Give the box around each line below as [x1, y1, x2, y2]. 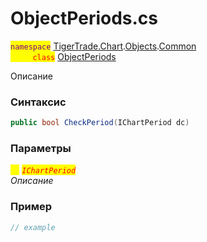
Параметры [10, 142, 72, 156]
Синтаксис [10, 95, 67, 109]
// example [10, 222, 56, 232]
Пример [10, 200, 53, 214]
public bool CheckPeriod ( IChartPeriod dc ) [10, 118, 190, 128]
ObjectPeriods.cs [10, 7, 159, 30]
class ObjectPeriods [32, 50, 117, 62]
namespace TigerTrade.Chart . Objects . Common [10, 40, 197, 52]
